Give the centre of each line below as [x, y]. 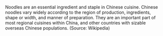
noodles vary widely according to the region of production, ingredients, [78, 12]
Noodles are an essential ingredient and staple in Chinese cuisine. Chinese [81, 7]
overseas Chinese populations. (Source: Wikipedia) [58, 28]
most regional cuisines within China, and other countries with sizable [76, 23]
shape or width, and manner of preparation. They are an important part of [81, 18]
